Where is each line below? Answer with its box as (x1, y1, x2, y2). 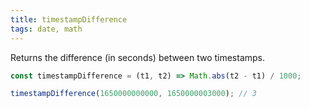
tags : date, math (10, 24, 83, 34)
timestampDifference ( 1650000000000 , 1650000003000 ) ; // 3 (10, 89, 257, 99)
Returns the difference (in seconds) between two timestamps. (10, 51, 266, 63)
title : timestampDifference (10, 14, 128, 25)
